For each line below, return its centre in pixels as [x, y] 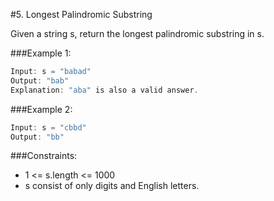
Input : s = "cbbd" [48, 127]
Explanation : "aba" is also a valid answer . [104, 90]
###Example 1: [41, 53]
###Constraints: [44, 156]
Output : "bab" [40, 80]
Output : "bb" [37, 137]
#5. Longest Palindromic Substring [81, 14]
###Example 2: [41, 109]
